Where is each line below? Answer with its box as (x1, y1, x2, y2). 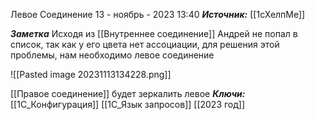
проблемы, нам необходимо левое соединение (10, 49, 215, 61)
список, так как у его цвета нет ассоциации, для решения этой (10, 39, 280, 50)
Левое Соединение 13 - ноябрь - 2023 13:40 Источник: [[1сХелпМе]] (10, 9, 306, 20)
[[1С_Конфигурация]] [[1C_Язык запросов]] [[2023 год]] (10, 99, 246, 110)
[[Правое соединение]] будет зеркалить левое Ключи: (10, 88, 246, 99)
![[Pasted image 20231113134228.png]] (10, 69, 172, 80)
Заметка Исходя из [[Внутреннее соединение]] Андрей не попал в (10, 28, 298, 39)
